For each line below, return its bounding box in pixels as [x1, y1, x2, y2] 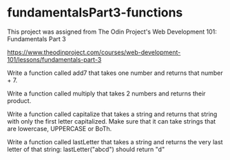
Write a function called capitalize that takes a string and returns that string [7, 110, 218, 118]
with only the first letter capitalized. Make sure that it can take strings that [7, 117, 216, 125]
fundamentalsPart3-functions [7, 5, 183, 21]
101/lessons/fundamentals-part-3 [7, 55, 102, 63]
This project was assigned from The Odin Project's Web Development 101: [7, 27, 217, 36]
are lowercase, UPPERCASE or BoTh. [7, 124, 112, 133]
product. [7, 96, 32, 104]
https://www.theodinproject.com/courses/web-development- [7, 48, 181, 56]
